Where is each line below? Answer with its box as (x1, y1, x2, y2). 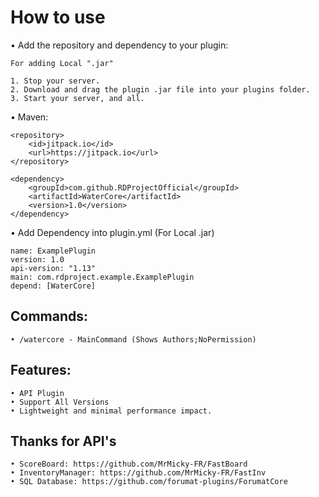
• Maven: (10, 111, 49, 123)
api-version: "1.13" (10, 263, 97, 273)
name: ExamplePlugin (10, 246, 97, 256)
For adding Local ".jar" (10, 58, 114, 68)
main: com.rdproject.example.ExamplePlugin (10, 272, 195, 282)
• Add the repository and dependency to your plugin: (10, 39, 229, 51)
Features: (10, 362, 72, 379)
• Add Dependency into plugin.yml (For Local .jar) (10, 226, 215, 238)
